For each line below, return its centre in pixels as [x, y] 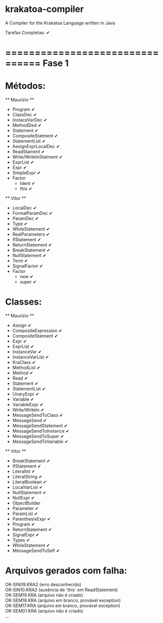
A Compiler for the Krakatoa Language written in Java [60, 23]
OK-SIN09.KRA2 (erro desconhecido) [43, 584]
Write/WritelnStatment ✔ [38, 157]
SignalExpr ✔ [26, 535]
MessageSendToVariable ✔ [40, 442]
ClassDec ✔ [25, 115]
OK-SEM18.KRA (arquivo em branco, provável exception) [63, 600]
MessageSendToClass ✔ [38, 415]
